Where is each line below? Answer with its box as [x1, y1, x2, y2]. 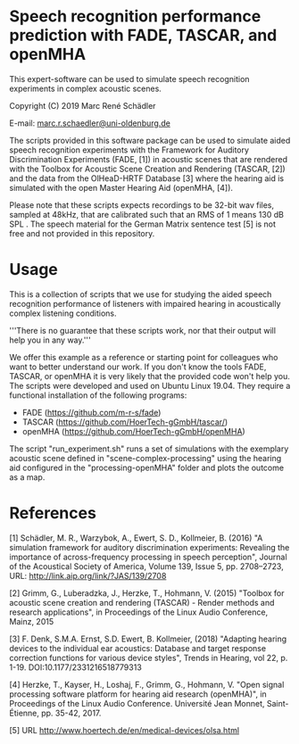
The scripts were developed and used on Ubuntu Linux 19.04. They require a [9, 380, 291, 391]
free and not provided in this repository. [9, 227, 155, 238]
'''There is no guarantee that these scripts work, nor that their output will [9, 325, 277, 335]
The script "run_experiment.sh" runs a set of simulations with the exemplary [9, 443, 289, 454]
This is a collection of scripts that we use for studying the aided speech [9, 288, 272, 300]
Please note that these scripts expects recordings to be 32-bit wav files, [9, 199, 275, 211]
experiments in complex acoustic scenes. [9, 83, 162, 94]
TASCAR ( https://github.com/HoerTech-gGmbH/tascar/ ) [21, 417, 228, 427]
